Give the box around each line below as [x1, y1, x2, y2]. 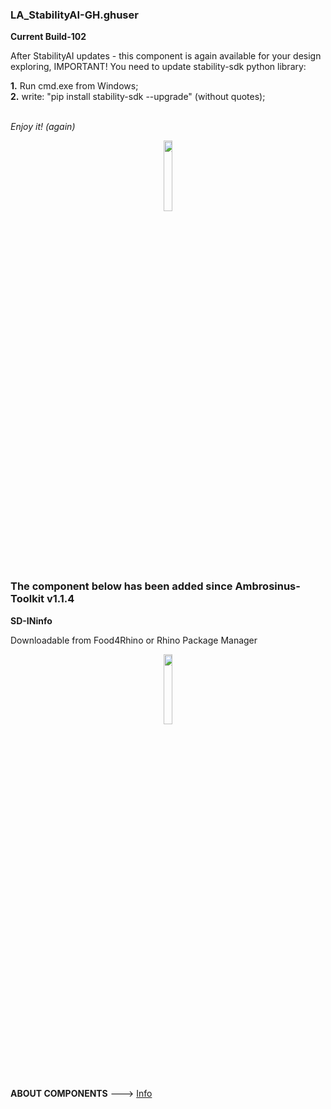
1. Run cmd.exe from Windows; [10, 80, 139, 92]
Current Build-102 [10, 31, 87, 43]
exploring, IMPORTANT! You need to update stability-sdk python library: [10, 61, 307, 73]
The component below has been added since [10, 579, 233, 593]
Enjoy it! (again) [10, 121, 76, 133]
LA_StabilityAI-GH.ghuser [10, 8, 139, 22]
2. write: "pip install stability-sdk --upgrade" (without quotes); [10, 91, 266, 103]
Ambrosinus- [234, 579, 301, 593]
